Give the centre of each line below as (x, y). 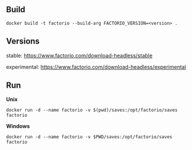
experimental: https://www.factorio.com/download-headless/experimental (96, 66)
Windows (18, 126)
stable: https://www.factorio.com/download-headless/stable (80, 55)
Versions (23, 41)
